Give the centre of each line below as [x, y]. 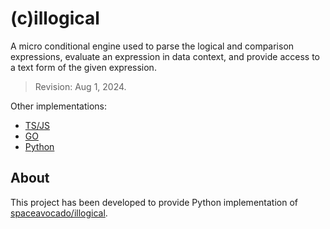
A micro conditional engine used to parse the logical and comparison [152, 46]
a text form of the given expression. [83, 67]
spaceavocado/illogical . [59, 213]
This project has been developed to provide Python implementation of [154, 202]
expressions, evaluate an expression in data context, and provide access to [165, 56]
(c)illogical [55, 18]
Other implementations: [58, 106]
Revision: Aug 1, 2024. [80, 86]
